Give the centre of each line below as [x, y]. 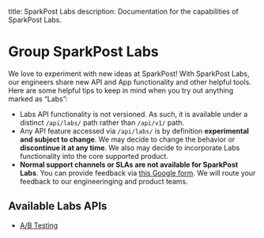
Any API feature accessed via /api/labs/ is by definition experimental [134, 130]
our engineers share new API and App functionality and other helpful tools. [130, 81]
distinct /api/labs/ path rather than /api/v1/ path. [102, 123]
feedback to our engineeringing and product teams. [104, 181]
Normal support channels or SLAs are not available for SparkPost [129, 164]
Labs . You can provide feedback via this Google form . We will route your [138, 172]
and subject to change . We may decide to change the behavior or [127, 139]
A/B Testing [39, 225]
